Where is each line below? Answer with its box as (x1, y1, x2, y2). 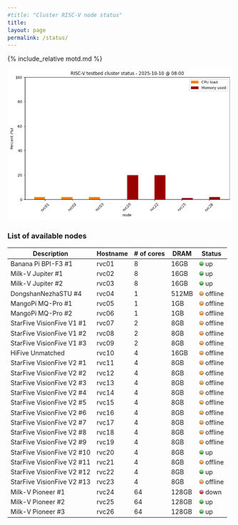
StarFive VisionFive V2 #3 (10, 378, 87, 387)
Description (33, 249, 69, 258)
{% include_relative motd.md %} (7, 54, 103, 63)
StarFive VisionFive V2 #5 (10, 398, 87, 407)
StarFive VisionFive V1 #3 (10, 339, 87, 347)
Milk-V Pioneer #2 (10, 497, 66, 506)
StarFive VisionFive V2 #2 (10, 368, 87, 377)
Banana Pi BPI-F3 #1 (10, 259, 73, 267)
